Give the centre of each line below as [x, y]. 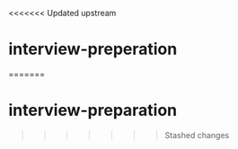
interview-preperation [93, 49]
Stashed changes [197, 135]
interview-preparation [93, 110]
